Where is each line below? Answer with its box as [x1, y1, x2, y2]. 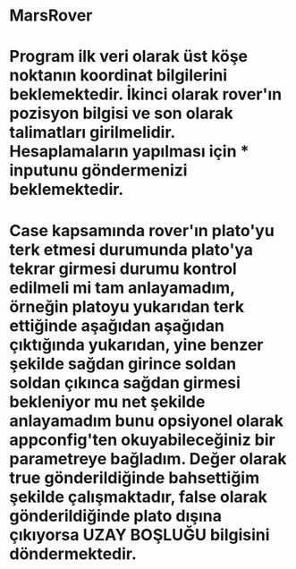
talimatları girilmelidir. [9, 123, 176, 143]
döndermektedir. [9, 543, 137, 564]
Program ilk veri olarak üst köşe [9, 47, 249, 67]
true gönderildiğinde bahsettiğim [9, 467, 260, 488]
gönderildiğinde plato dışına [9, 505, 222, 526]
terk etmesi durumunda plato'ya [9, 239, 253, 259]
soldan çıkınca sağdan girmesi [9, 372, 241, 393]
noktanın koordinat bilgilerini [9, 65, 228, 86]
